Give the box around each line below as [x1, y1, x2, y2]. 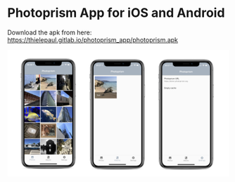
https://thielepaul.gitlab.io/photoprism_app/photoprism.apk [7, 35, 178, 44]
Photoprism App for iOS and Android [7, 5, 225, 21]
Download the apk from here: [7, 28, 92, 37]
